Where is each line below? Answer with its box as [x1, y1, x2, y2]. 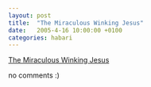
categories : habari [8, 33, 73, 42]
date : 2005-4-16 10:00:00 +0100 [8, 26, 123, 34]
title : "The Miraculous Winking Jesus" [8, 19, 145, 27]
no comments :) [8, 70, 60, 80]
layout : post [8, 11, 52, 20]
